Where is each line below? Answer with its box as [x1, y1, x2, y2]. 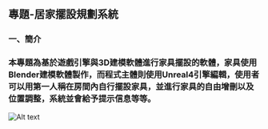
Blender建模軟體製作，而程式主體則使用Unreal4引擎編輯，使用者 [8, 69, 260, 80]
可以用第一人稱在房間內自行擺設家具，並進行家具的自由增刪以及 [8, 81, 254, 92]
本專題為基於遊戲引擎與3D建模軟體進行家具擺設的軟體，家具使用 [8, 57, 258, 68]
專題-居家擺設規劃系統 [8, 7, 118, 22]
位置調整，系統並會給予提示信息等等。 [8, 93, 156, 104]
